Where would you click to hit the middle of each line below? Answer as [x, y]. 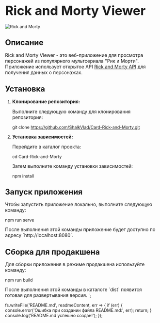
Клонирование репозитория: [46, 102]
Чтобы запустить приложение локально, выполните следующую [79, 205]
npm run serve [20, 220]
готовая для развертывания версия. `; [48, 296]
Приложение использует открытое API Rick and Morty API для [76, 67]
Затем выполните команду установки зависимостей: [72, 166]
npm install [23, 176]
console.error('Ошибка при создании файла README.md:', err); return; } [78, 310]
